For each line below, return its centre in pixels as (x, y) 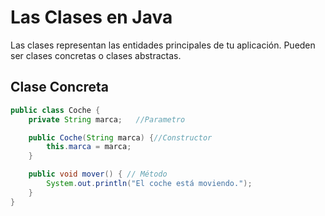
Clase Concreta (60, 87)
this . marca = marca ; (89, 147)
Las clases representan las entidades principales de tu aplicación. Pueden (163, 45)
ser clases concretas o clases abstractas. (96, 55)
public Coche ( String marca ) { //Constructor (120, 137)
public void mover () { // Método (98, 174)
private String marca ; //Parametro (107, 119)
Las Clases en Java (91, 17)
